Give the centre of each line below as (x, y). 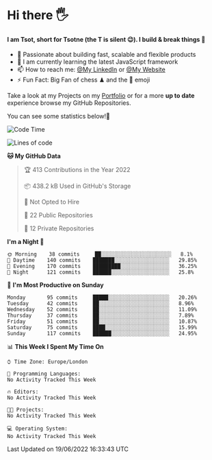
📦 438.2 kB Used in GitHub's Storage (77, 186)
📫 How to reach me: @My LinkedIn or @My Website (91, 70)
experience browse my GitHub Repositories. (69, 103)
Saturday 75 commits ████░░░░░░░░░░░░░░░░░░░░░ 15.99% (102, 328)
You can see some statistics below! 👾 (59, 117)
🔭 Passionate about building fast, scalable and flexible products (106, 55)
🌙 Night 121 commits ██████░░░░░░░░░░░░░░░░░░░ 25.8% (101, 273)
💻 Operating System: (38, 429)
